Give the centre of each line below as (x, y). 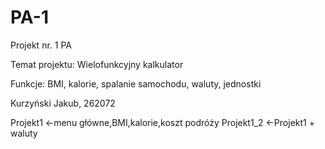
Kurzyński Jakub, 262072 (63, 103)
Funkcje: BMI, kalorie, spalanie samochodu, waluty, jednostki (136, 83)
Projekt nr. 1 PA (41, 45)
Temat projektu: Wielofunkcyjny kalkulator (97, 64)
